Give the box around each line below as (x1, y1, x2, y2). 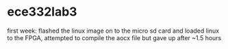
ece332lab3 (7, 4, 77, 20)
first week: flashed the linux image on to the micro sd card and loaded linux (7, 27, 220, 35)
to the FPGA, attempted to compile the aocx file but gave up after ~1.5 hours (7, 33, 222, 42)
